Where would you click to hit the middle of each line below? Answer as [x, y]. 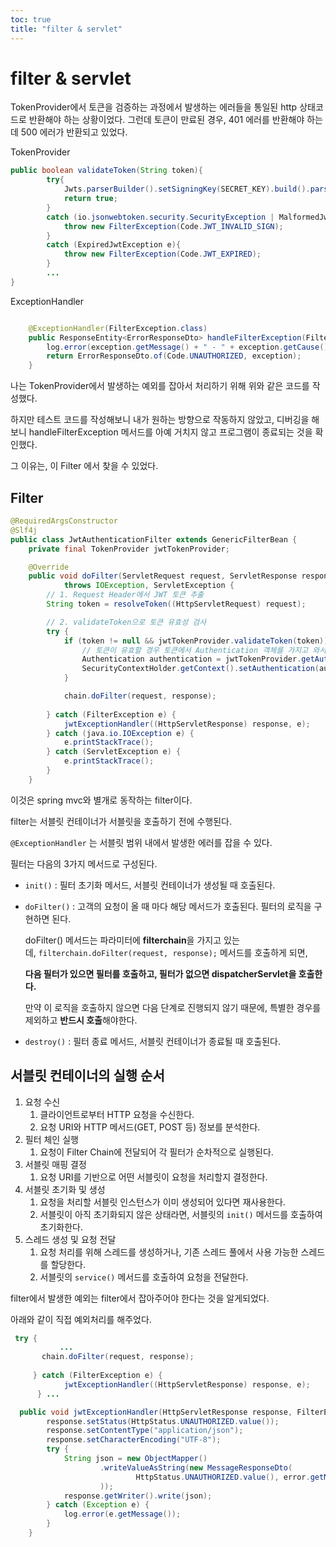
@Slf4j [24, 530]
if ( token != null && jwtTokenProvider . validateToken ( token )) [196, 641]
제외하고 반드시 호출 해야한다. [81, 1020]
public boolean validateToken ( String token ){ [106, 171]
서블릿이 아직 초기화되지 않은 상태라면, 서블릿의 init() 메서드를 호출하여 [181, 1214]
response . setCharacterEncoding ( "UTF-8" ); [134, 1440]
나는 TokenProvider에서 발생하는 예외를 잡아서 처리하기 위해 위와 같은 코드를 [160, 386]
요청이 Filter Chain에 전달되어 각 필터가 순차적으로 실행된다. [156, 1152]
